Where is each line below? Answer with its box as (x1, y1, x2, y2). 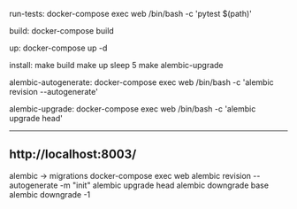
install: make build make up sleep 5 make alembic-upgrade (9, 60, 224, 70)
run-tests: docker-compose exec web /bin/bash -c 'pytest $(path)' (9, 9, 252, 19)
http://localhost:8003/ (9, 147, 137, 162)
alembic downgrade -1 (9, 189, 91, 199)
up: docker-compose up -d (9, 43, 108, 53)
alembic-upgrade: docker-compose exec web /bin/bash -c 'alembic (9, 104, 256, 114)
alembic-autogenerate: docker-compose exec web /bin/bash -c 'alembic (9, 77, 274, 88)
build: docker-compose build (9, 26, 115, 35)
